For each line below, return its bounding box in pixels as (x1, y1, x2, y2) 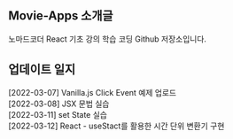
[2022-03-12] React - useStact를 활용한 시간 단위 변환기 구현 (8, 120, 225, 131)
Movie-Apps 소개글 (8, 8, 113, 24)
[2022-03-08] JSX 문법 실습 (8, 98, 110, 109)
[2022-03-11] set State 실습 (8, 109, 108, 120)
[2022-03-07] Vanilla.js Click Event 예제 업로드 (8, 87, 177, 97)
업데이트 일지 (8, 62, 76, 77)
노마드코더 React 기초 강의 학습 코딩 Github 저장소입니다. (8, 34, 207, 44)
